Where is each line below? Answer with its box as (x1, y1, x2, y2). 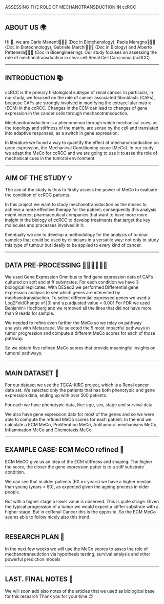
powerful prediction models (5, 556, 61, 562)
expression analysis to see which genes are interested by (5, 290, 121, 296)
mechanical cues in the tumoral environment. (5, 155, 96, 161)
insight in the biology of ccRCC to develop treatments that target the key (5, 217, 151, 223)
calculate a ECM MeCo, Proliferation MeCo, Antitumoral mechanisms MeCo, (5, 422, 158, 428)
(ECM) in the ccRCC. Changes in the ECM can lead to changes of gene (5, 105, 148, 111)
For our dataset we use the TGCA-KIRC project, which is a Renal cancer (5, 382, 149, 388)
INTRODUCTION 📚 (5, 74, 64, 82)
